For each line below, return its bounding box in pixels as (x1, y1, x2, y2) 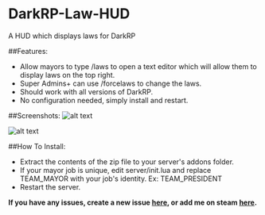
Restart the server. (19, 182, 81, 191)
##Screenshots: (8, 110, 61, 120)
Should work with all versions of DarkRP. (19, 86, 154, 96)
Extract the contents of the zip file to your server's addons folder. (19, 156, 235, 167)
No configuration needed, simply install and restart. (19, 95, 189, 105)
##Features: (8, 46, 49, 56)
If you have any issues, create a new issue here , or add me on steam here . (8, 198, 257, 207)
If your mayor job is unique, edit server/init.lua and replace (19, 165, 212, 175)
